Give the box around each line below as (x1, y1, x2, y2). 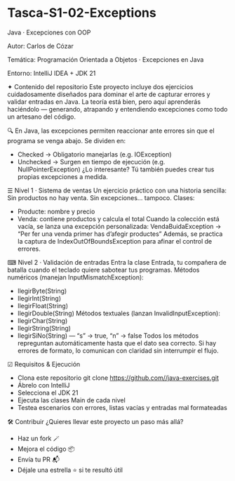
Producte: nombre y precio (17, 207, 95, 216)
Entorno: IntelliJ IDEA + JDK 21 (7, 69, 96, 77)
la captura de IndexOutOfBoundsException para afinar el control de (17, 237, 213, 245)
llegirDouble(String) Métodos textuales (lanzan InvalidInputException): (17, 309, 221, 317)
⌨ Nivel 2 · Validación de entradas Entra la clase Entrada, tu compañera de (7, 258, 227, 266)
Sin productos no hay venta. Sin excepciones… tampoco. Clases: (7, 193, 195, 202)
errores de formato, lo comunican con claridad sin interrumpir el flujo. (17, 346, 219, 355)
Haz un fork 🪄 (17, 434, 60, 442)
